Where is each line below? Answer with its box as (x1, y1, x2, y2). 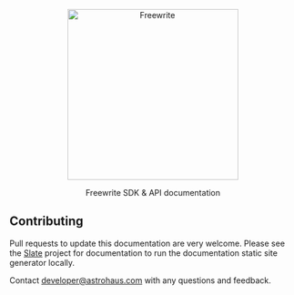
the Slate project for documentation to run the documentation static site (9, 247, 278, 259)
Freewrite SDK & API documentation (85, 188, 221, 198)
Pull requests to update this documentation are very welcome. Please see (9, 238, 285, 249)
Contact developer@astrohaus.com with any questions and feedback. (9, 274, 271, 286)
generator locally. (9, 257, 76, 268)
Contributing (9, 214, 84, 229)
